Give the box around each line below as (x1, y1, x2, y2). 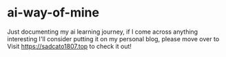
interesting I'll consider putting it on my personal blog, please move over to (7, 34, 220, 43)
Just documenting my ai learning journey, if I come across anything (7, 27, 198, 36)
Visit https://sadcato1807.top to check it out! (7, 42, 132, 50)
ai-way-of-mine (7, 5, 100, 21)
